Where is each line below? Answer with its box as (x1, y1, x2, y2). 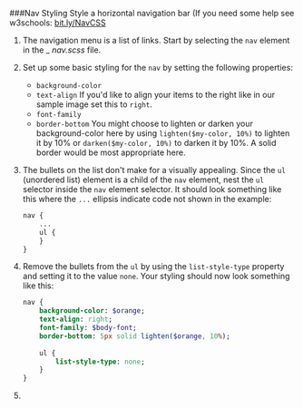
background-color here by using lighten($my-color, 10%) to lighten (35, 128, 290, 139)
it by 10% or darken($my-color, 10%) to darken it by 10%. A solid (35, 138, 277, 148)
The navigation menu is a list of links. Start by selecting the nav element (22, 35, 290, 45)
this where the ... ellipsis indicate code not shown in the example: (22, 194, 272, 204)
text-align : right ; (39, 315, 113, 325)
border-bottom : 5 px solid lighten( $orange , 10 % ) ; (39, 331, 231, 341)
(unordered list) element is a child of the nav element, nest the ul (22, 174, 265, 185)
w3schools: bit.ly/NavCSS (9, 17, 106, 28)
